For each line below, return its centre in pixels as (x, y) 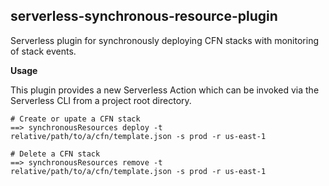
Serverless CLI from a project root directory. (101, 100)
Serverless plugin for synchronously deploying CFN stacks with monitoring (165, 40)
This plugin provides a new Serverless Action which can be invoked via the (165, 90)
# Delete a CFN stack (55, 154)
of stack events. (43, 51)
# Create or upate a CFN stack (75, 119)
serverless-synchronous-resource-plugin (144, 16)
